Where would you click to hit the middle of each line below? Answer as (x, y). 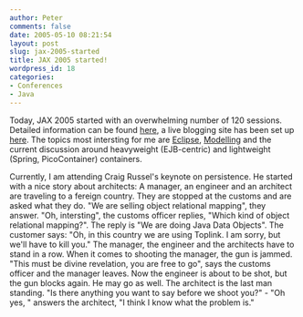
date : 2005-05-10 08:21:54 (61, 35)
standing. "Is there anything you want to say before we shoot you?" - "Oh (147, 292)
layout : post (34, 43)
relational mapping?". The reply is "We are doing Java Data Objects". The (147, 225)
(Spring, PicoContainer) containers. (76, 158)
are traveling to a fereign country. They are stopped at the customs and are (151, 196)
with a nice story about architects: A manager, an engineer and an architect (151, 186)
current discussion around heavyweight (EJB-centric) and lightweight (140, 149)
